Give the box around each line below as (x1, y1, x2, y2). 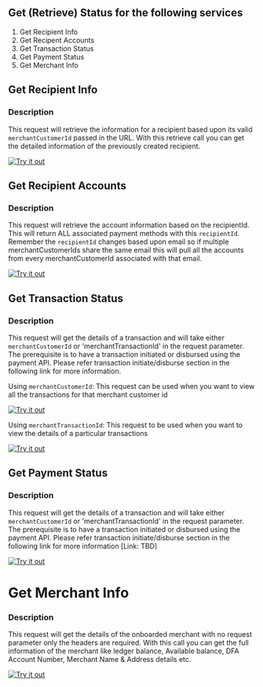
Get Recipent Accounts (19, 35, 95, 45)
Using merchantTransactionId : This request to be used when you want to (8, 420, 243, 430)
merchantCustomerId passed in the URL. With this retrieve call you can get (8, 133, 245, 142)
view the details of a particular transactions (8, 428, 148, 438)
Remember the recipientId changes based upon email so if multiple (8, 237, 229, 246)
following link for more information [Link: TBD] (8, 541, 158, 551)
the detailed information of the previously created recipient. (8, 141, 201, 151)
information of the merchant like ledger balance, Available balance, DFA (8, 646, 239, 656)
